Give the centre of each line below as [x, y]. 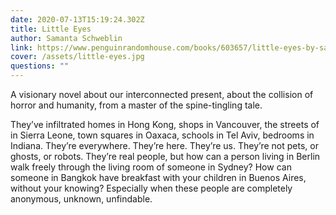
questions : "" [40, 66]
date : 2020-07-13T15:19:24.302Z [77, 19]
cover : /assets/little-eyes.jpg [77, 57]
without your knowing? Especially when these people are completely [151, 188]
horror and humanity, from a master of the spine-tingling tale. [136, 105]
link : [21, 47]
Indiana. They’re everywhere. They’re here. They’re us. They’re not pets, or [164, 145]
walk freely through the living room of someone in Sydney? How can [151, 167]
